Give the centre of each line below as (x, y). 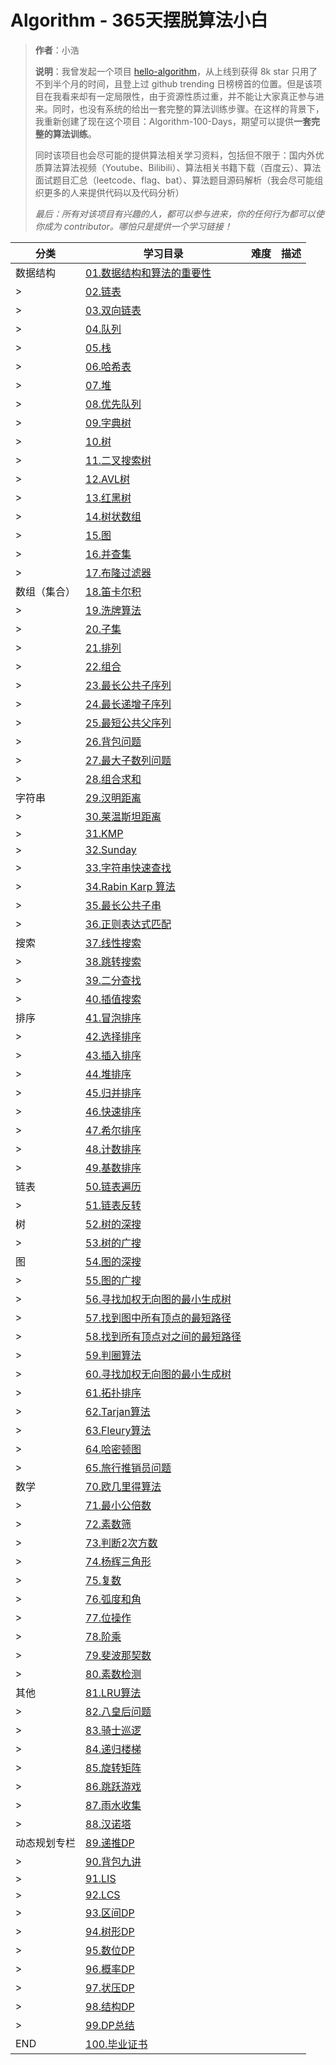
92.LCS (103, 1894)
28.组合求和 (113, 779)
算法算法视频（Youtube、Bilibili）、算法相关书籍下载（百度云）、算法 (182, 167)
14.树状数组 (113, 516)
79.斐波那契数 (118, 1655)
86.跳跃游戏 (113, 1786)
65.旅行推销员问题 (128, 1468)
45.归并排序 (113, 1093)
